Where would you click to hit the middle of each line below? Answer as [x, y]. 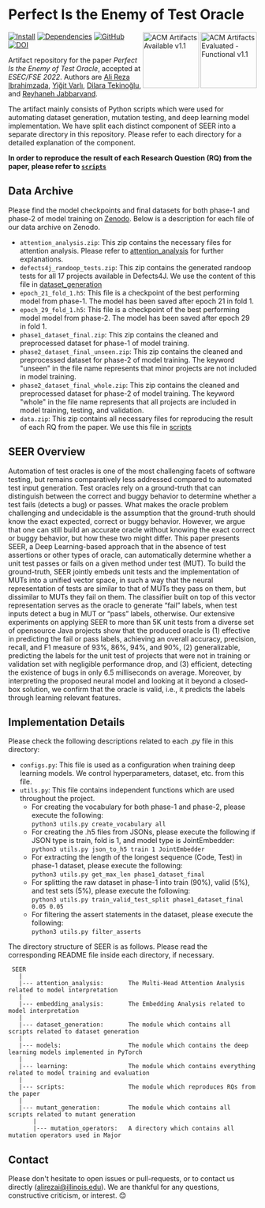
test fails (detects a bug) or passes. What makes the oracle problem [118, 504]
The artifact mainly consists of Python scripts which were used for [116, 109]
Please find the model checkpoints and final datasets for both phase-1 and [129, 210]
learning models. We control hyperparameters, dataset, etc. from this [132, 773]
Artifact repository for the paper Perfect [73, 60]
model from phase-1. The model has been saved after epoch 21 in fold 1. [137, 301]
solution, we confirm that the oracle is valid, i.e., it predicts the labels [134, 689]
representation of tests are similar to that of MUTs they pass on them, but [127, 588]
